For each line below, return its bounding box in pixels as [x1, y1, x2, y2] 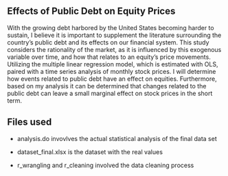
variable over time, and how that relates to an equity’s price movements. [7, 53, 211, 61]
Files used [7, 116, 52, 128]
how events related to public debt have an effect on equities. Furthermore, [7, 75, 218, 83]
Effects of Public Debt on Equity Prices [7, 5, 176, 17]
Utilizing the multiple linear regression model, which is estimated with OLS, [7, 60, 218, 68]
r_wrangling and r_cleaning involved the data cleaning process [16, 161, 194, 169]
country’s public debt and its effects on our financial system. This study [7, 38, 209, 47]
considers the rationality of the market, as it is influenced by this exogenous [7, 45, 222, 53]
